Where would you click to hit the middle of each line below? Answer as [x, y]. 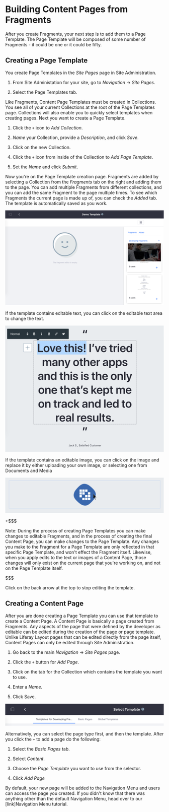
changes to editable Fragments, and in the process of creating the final [79, 536]
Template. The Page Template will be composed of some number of [75, 39]
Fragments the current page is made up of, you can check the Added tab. [81, 198]
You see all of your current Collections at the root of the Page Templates [80, 107]
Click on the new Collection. [41, 147]
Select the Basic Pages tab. [41, 749]
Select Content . [29, 759]
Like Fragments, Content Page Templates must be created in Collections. [81, 102]
